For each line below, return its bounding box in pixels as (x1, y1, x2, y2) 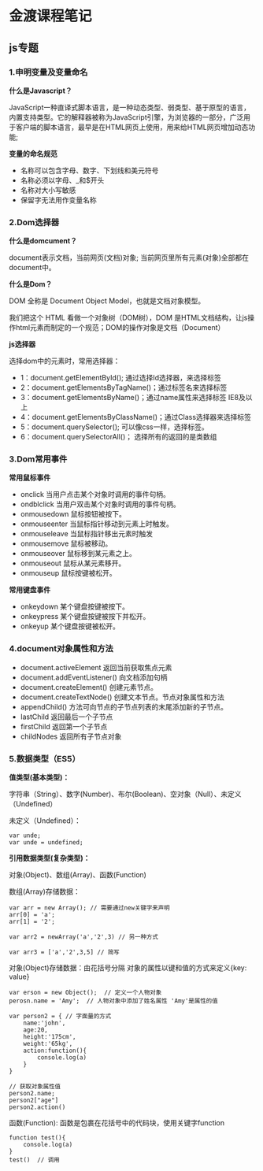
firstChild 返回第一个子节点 (20, 721, 108, 731)
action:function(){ (23, 1047, 87, 1055)
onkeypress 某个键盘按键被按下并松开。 (20, 612, 150, 621)
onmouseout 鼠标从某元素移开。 (20, 558, 126, 568)
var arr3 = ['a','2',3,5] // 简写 (9, 948, 120, 957)
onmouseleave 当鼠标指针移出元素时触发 (20, 529, 153, 539)
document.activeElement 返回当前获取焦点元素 (20, 662, 172, 672)
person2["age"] (9, 1096, 59, 1105)
